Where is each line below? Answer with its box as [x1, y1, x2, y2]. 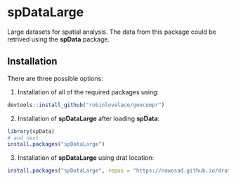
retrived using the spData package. [7, 35, 110, 43]
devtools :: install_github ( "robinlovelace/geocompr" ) [7, 101, 165, 108]
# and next [7, 135, 39, 142]
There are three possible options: [7, 74, 103, 82]
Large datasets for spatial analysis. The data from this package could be [7, 27, 216, 36]
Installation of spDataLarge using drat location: [17, 154, 155, 162]
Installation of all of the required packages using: [17, 87, 159, 96]
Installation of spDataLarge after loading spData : [17, 114, 160, 123]
